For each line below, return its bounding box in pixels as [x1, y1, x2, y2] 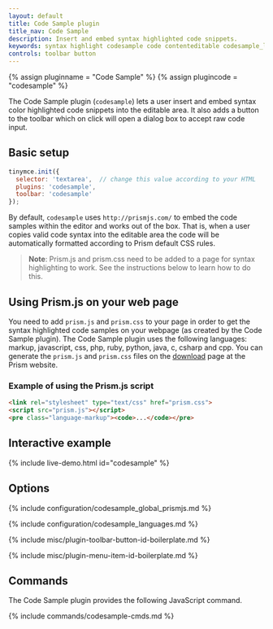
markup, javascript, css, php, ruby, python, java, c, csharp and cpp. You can [8, 343, 263, 352]
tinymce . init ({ [8, 168, 60, 176]
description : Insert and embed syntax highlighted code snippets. [8, 34, 238, 43]
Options [8, 482, 50, 496]
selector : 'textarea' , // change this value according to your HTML [15, 175, 256, 183]
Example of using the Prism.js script [8, 380, 154, 391]
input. [8, 123, 28, 132]
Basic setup [8, 146, 70, 159]
